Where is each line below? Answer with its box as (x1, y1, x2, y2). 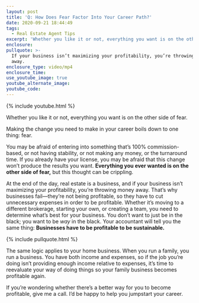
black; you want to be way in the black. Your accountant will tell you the (6, 217, 181, 225)
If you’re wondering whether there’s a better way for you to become (6, 283, 171, 291)
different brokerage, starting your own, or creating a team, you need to (6, 205, 179, 212)
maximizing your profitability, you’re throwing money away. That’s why (6, 186, 178, 193)
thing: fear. (6, 131, 33, 138)
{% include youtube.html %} (6, 102, 75, 109)
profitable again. (6, 272, 46, 279)
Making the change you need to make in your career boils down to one (6, 125, 179, 132)
